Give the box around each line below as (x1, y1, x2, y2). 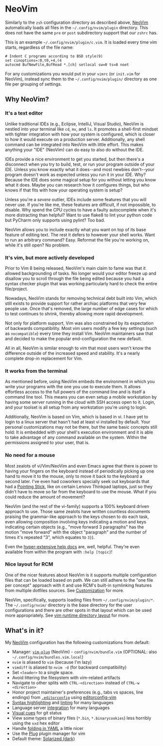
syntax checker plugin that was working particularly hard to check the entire (5, 280, 158, 286)
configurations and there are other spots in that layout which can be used (5, 607, 152, 613)
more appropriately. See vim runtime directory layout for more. (5, 612, 130, 618)
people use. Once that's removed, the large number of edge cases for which (5, 305, 158, 312)
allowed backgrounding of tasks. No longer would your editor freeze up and (5, 270, 157, 276)
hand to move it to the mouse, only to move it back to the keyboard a (5, 473, 143, 479)
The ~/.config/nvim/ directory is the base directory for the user (5, 602, 132, 608)
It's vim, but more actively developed (5, 254, 95, 261)
